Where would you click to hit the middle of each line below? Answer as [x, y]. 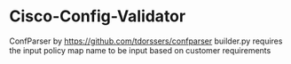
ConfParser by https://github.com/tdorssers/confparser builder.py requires [146, 41]
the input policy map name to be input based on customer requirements [140, 50]
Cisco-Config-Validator [98, 16]
